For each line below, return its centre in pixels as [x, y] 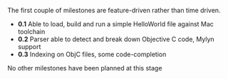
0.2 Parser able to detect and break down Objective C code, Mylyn [116, 39]
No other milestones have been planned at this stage [85, 68]
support [29, 47]
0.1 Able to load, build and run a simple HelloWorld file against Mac [115, 24]
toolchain [31, 32]
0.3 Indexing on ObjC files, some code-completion [92, 54]
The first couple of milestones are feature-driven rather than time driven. [114, 10]
